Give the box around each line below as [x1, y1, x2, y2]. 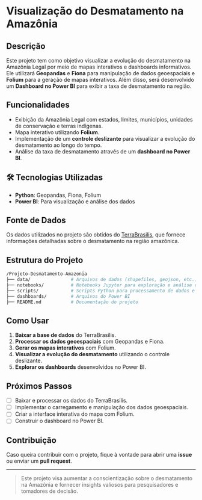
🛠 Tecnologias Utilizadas [6, 173, 103, 183]
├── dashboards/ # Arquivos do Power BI [6, 293, 130, 299]
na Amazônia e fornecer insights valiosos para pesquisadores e [20, 481, 179, 489]
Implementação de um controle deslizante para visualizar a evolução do [14, 135, 195, 142]
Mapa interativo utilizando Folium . [14, 128, 100, 136]
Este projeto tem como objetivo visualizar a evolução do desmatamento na [6, 57, 191, 64]
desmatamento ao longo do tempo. [14, 141, 102, 149]
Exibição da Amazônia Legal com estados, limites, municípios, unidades [14, 116, 194, 123]
